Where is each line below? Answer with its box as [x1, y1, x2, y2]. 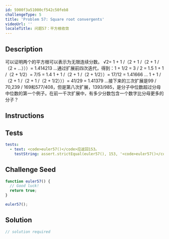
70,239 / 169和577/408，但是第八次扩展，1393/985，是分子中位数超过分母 [5, 84, 161, 90]
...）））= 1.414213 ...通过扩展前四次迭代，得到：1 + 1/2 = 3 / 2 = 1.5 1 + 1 [17, 65, 164, 71]
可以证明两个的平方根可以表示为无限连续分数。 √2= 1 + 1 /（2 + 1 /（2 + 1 [5, 58, 156, 65]
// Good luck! [10, 184, 39, 189]
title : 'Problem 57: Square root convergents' [5, 17, 105, 22]
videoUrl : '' [5, 21, 33, 27]
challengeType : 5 [5, 12, 42, 17]
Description [5, 45, 43, 53]
